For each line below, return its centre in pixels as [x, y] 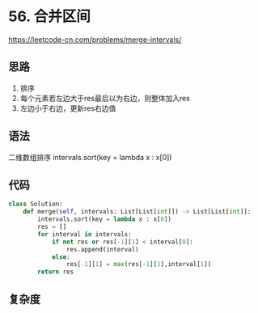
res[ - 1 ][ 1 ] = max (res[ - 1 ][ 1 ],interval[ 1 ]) [139, 264]
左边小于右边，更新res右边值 [68, 108]
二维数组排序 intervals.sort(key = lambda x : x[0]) [90, 157]
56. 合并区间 [49, 17]
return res [56, 272]
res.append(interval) [102, 249]
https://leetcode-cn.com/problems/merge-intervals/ [95, 39]
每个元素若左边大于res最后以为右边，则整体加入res [105, 98]
